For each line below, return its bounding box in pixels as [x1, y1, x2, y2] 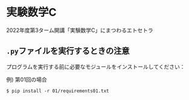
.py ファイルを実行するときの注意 [6, 46, 130, 56]
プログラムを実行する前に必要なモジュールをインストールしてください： [6, 63, 185, 70]
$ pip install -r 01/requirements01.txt [6, 88, 110, 94]
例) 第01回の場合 [6, 76, 47, 83]
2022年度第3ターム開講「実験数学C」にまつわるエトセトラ [6, 27, 153, 34]
